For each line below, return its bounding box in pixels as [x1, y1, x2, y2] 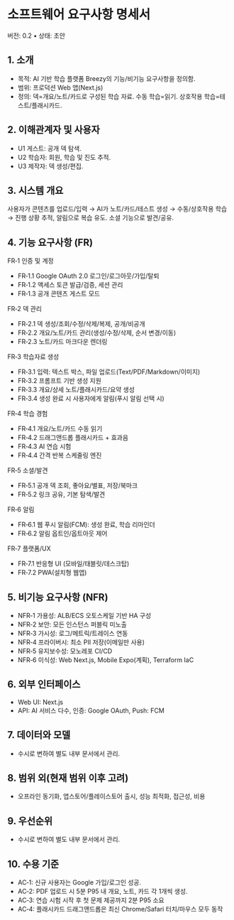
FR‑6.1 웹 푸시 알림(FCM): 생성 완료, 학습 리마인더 [17, 520, 155, 529]
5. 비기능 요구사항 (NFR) [7, 591, 108, 603]
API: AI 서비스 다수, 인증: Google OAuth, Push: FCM [17, 706, 165, 715]
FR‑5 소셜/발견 [7, 466, 48, 475]
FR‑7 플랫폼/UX [7, 544, 51, 553]
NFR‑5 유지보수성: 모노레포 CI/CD [17, 647, 113, 655]
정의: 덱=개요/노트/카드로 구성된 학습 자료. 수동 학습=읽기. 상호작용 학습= [17, 92, 220, 100]
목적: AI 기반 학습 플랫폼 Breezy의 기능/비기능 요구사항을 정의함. [17, 74, 196, 82]
